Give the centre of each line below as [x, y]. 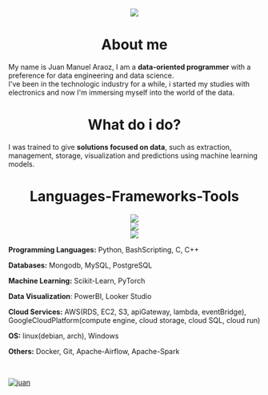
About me [134, 45]
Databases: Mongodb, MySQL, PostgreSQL [80, 265]
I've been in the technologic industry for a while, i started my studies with [129, 84]
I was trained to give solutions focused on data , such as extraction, [120, 147]
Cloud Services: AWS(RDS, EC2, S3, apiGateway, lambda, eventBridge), [127, 312]
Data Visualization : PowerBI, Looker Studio [80, 296]
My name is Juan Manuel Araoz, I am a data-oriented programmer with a [130, 67]
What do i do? [134, 125]
